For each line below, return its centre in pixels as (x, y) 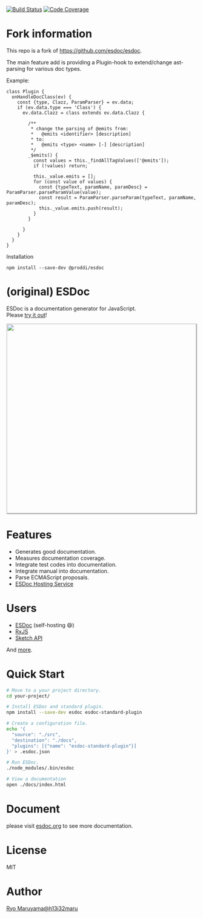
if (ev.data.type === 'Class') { (59, 107)
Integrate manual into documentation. (62, 571)
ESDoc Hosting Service (44, 584)
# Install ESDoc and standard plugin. (55, 707)
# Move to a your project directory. (54, 690)
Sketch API (29, 638)
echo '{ (16, 729)
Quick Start (35, 674)
